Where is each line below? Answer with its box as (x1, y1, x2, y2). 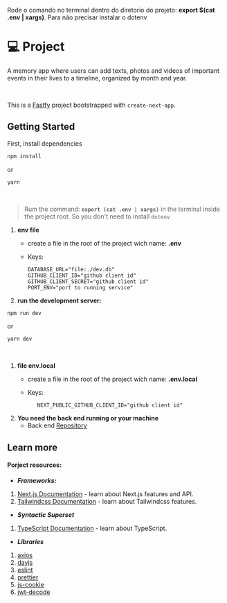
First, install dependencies (7, 139, 82, 148)
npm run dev (7, 309, 42, 316)
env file (17, 226, 39, 234)
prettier (17, 572, 39, 581)
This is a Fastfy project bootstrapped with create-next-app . (7, 101, 176, 109)
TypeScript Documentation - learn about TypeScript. (17, 524, 167, 532)
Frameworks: (17, 476, 57, 484)
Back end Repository (27, 421, 88, 430)
